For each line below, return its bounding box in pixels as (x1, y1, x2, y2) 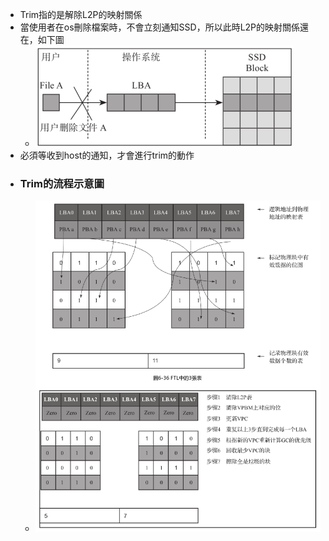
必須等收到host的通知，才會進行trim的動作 (19, 149, 195, 161)
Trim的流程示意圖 (19, 176, 105, 190)
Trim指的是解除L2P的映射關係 (19, 9, 143, 20)
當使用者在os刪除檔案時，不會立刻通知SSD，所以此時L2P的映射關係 (19, 21, 301, 33)
